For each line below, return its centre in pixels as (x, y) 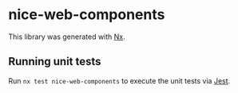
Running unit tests (55, 62)
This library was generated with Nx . (67, 37)
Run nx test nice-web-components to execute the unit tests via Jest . (119, 80)
